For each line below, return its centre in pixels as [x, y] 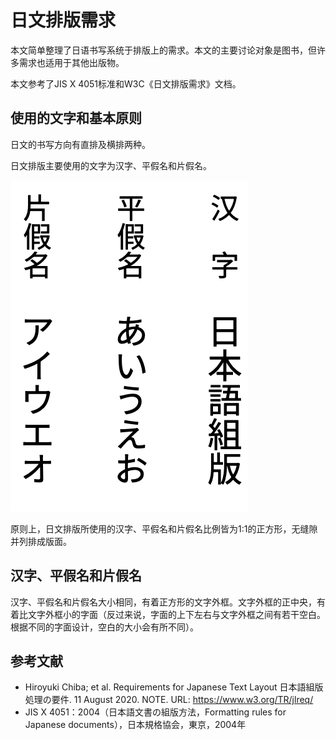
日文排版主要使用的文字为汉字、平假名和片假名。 [111, 165]
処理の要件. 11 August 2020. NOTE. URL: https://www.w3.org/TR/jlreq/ [169, 700]
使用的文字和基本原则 [76, 118]
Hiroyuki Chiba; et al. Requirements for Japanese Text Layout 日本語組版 [174, 687]
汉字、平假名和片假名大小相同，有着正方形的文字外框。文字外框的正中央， [163, 602]
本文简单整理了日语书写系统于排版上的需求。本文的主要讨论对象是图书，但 [163, 50]
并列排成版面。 [41, 541]
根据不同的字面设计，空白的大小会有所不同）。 [104, 627]
